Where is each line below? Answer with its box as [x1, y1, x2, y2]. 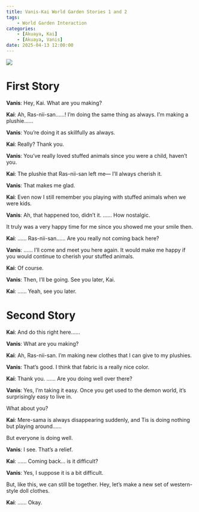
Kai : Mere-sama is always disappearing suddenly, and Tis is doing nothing [6, 416, 191, 423]
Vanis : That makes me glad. [6, 181, 76, 189]
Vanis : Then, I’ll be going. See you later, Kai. [6, 276, 116, 283]
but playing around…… [6, 423, 62, 430]
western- [170, 481, 193, 488]
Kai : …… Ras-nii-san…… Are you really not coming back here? [6, 235, 159, 242]
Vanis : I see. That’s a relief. [6, 445, 73, 453]
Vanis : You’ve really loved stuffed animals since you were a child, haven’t [6, 152, 188, 159]
